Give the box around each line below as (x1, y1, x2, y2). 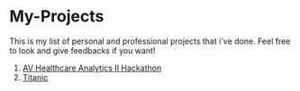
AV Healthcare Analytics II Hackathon (22, 62, 162, 73)
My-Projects (9, 6, 105, 27)
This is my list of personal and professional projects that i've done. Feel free (9, 36, 291, 46)
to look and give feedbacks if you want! (9, 45, 156, 55)
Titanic (22, 71, 49, 82)
